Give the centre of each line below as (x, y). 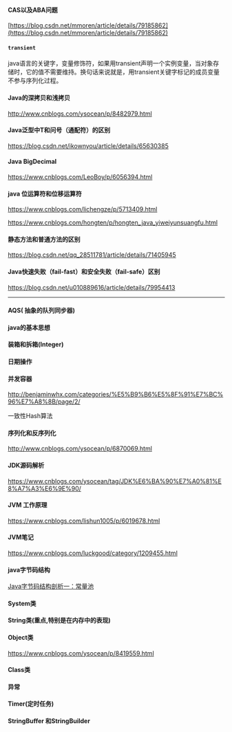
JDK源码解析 (26, 465)
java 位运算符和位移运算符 (45, 194)
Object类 (21, 637)
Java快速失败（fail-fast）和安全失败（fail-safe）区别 (84, 272)
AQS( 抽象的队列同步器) (41, 311)
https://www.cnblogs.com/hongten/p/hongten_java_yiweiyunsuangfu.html (113, 222)
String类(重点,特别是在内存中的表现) (59, 620)
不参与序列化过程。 (35, 81)
